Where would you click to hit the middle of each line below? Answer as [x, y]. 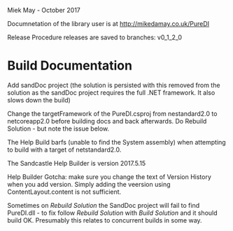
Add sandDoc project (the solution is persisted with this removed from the [114, 85]
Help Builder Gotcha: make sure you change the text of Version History [110, 177]
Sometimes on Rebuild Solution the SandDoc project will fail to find [104, 205]
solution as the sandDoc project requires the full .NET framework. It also [111, 92]
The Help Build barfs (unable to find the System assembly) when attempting [116, 142]
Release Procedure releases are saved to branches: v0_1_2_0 [95, 37]
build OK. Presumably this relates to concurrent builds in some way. [105, 220]
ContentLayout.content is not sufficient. [64, 192]
